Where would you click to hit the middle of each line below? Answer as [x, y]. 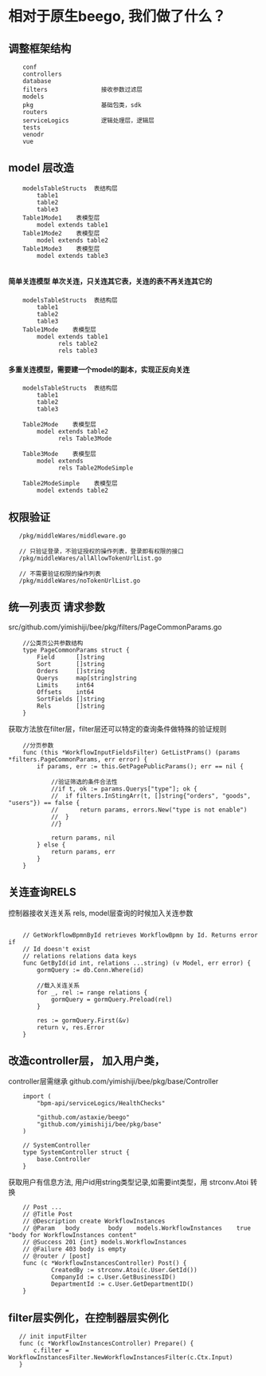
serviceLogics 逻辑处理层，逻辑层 [89, 121]
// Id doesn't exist [57, 949]
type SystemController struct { [76, 1152]
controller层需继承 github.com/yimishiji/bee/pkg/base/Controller [113, 1081]
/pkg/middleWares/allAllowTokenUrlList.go [90, 559]
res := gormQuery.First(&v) [83, 1020]
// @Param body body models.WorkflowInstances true [137, 1228]
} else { [51, 845]
